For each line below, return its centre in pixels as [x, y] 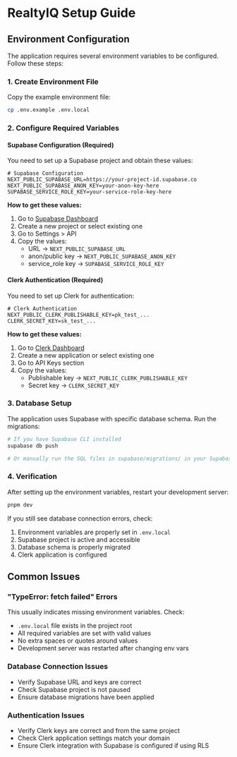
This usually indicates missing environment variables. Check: [96, 612]
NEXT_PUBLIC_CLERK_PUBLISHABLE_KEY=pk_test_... [79, 315]
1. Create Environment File [53, 81]
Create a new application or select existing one [86, 355]
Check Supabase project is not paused [74, 689]
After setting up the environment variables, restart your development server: [118, 492]
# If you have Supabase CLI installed [64, 439]
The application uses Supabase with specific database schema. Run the [112, 418]
